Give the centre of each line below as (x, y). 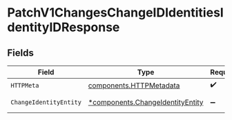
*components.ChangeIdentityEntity (146, 102)
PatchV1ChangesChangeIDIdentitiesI (116, 13)
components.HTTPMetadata (134, 86)
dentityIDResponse (64, 27)
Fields (21, 53)
